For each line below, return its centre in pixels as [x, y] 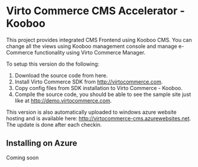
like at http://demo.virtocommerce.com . [63, 100]
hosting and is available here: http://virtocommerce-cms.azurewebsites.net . [99, 118]
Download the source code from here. [61, 75]
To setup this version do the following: [53, 64]
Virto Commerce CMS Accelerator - [95, 11]
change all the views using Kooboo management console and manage [92, 46]
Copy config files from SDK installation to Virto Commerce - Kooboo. [98, 88]
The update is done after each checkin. [54, 124]
